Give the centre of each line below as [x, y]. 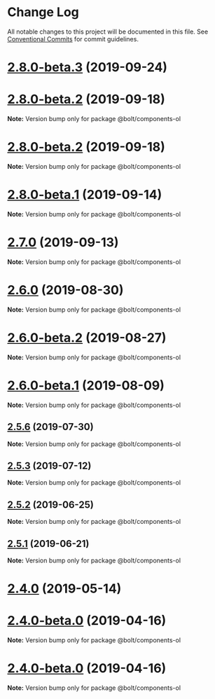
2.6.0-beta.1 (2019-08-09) [86, 385]
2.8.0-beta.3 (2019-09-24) [88, 68]
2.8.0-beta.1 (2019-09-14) [85, 195]
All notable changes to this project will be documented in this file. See [108, 32]
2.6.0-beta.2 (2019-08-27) [87, 338]
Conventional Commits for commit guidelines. [73, 39]
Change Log [43, 12]
